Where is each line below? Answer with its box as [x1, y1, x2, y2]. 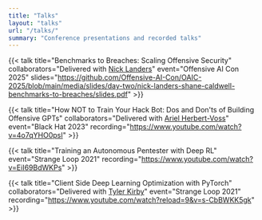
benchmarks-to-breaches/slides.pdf [8, 89, 128, 100]
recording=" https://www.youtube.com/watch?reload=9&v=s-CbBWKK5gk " [8, 195, 256, 205]
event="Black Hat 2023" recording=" [8, 122, 130, 132]
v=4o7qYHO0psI [8, 131, 63, 140]
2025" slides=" [8, 73, 58, 82]
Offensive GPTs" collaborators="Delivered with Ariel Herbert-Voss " [8, 113, 229, 124]
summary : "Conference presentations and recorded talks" [8, 33, 202, 42]
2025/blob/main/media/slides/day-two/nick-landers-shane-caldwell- [8, 81, 236, 91]
